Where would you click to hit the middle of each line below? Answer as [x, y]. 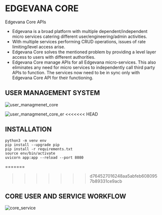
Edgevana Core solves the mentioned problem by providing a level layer [84, 52]
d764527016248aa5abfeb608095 [124, 176]
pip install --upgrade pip [32, 145]
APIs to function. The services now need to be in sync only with [76, 72]
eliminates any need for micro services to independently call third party [83, 67]
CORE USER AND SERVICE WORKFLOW [66, 196]
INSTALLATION [28, 129]
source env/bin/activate [30, 153]
